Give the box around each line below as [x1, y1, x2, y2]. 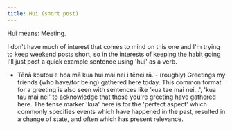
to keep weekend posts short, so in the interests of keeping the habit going [7, 50, 221, 58]
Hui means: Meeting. [7, 29, 66, 37]
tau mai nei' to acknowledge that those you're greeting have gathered [17, 93, 217, 101]
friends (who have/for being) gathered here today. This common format [17, 77, 222, 86]
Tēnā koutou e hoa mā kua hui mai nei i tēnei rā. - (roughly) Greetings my [17, 71, 226, 79]
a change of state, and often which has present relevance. [17, 115, 184, 123]
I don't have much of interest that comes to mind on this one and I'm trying [7, 42, 220, 50]
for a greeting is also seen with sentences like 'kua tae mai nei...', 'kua [17, 85, 217, 93]
